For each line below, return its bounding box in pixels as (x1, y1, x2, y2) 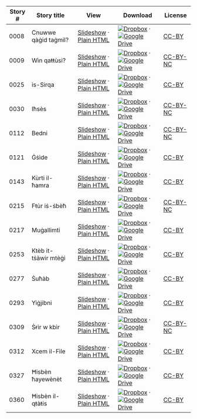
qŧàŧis (31, 400, 47, 407)
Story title (36, 11, 65, 19)
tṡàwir (31, 254, 49, 262)
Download (123, 11, 152, 19)
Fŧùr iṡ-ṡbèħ (31, 202, 66, 210)
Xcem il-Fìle (31, 347, 66, 355)
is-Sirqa (31, 81, 55, 89)
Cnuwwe (31, 29, 56, 36)
